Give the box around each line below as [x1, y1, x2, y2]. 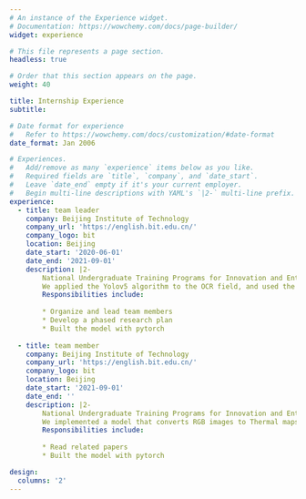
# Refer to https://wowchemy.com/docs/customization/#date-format [9, 129, 275, 139]
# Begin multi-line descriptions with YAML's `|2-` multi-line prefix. [9, 188, 296, 198]
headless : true [9, 56, 67, 65]
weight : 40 [9, 80, 51, 89]
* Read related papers [42, 443, 128, 452]
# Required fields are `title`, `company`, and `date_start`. [9, 172, 259, 181]
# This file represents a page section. [9, 46, 166, 56]
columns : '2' [17, 475, 67, 485]
